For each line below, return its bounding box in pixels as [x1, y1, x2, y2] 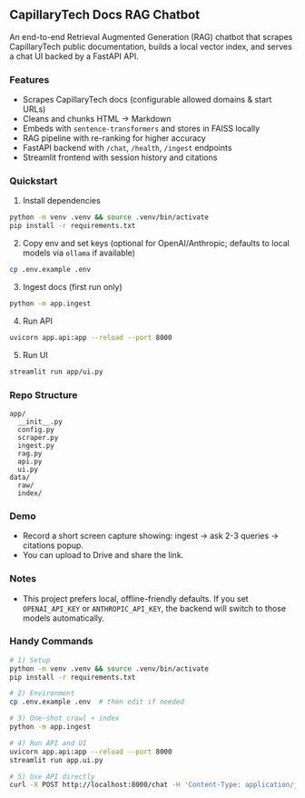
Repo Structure [9, 388, 78, 401]
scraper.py [17, 433, 59, 442]
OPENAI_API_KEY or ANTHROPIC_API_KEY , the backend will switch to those [22, 603, 287, 613]
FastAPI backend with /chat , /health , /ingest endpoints [22, 143, 232, 154]
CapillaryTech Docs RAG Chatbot [9, 7, 201, 23]
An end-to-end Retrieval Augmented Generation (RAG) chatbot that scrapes [9, 31, 293, 42]
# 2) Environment [9, 689, 75, 698]
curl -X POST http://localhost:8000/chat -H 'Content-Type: [9, 781, 242, 790]
